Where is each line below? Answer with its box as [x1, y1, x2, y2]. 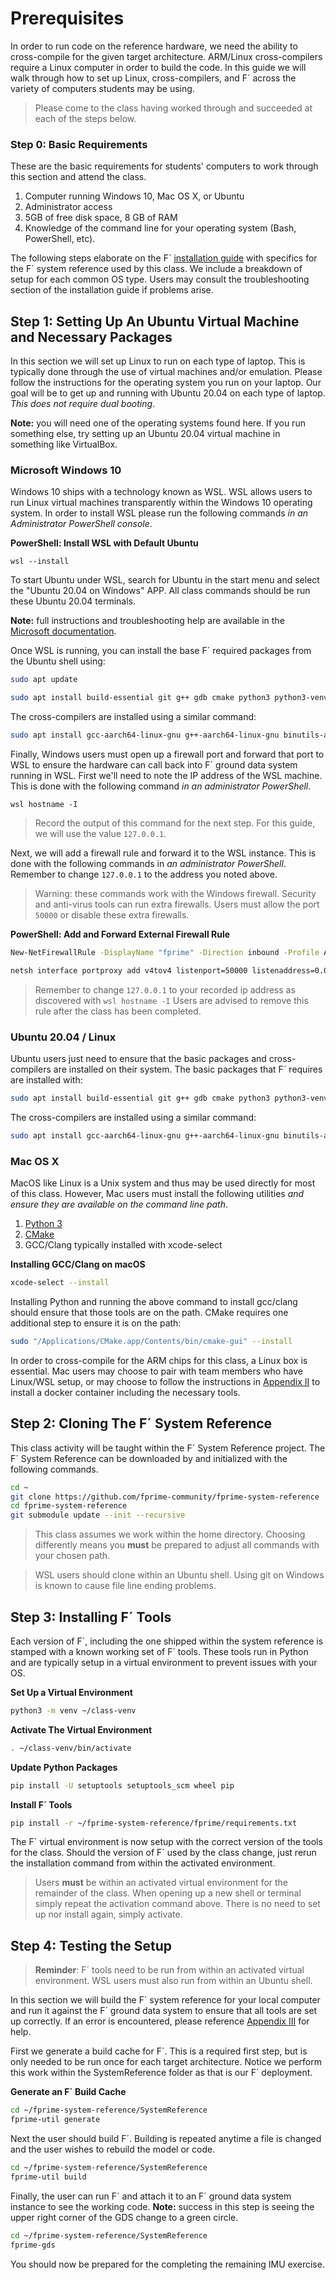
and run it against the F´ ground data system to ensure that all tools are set [10, 2005, 318, 2017]
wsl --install [10, 557, 70, 567]
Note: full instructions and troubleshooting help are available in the [10, 615, 285, 627]
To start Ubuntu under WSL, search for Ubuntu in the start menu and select [10, 574, 320, 586]
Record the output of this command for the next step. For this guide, [34, 817, 316, 829]
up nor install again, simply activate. [34, 1908, 183, 1921]
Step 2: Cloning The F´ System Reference [10, 1415, 273, 1432]
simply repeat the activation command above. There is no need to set [34, 1898, 321, 1910]
